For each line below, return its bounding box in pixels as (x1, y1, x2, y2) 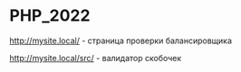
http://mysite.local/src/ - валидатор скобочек (9, 52, 182, 63)
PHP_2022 (9, 5, 91, 26)
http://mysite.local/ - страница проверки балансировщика (9, 35, 233, 46)
